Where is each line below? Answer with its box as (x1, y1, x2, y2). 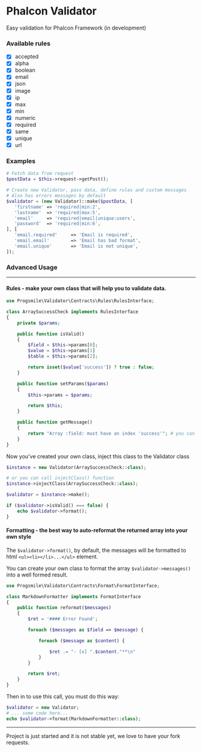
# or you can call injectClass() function (6, 475, 114, 481)
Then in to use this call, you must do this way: (6, 693, 120, 700)
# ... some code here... (6, 710, 69, 716)
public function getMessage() (17, 419, 93, 426)
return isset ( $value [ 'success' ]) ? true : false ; (28, 364, 155, 370)
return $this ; (28, 403, 63, 409)
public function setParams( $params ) (17, 381, 109, 387)
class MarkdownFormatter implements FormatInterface (6, 593, 141, 599)
